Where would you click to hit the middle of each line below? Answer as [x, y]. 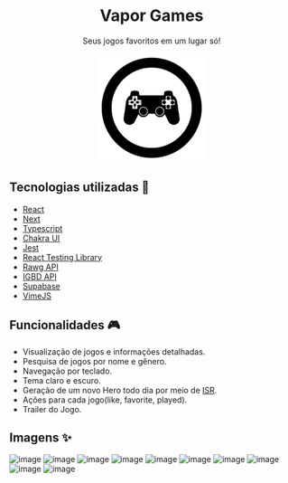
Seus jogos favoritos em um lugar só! [152, 41]
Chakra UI [41, 238]
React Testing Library [62, 257]
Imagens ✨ [41, 437]
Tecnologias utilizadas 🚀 [79, 188]
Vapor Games [152, 16]
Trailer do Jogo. [52, 409]
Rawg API [40, 267]
